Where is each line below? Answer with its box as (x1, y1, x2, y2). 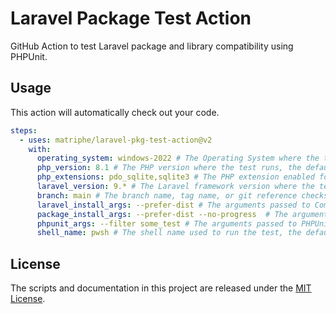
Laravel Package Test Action (10, 7, 252, 30)
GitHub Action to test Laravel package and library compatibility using (10, 40, 294, 52)
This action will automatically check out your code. (10, 106, 220, 118)
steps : (10, 125, 38, 136)
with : (28, 144, 52, 154)
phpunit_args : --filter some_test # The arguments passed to (36, 218, 298, 229)
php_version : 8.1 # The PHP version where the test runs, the (36, 163, 302, 173)
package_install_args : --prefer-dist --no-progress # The (36, 209, 288, 219)
